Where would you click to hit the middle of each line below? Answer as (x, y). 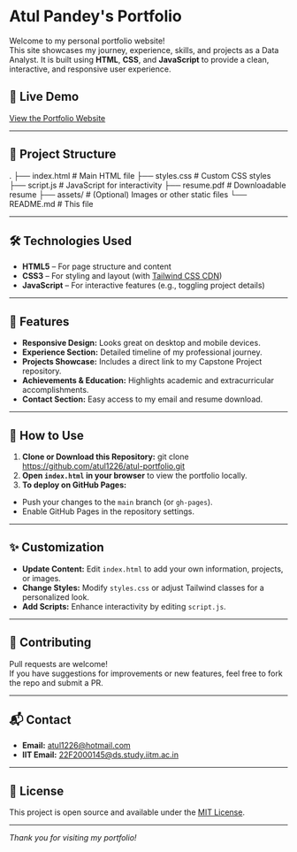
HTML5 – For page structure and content (97, 266)
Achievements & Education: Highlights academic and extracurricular (148, 380)
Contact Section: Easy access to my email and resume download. (142, 399)
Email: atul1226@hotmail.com (76, 746)
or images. (42, 578)
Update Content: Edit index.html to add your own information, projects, (152, 569)
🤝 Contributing (50, 643)
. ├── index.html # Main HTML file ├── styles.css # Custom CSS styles (140, 175)
